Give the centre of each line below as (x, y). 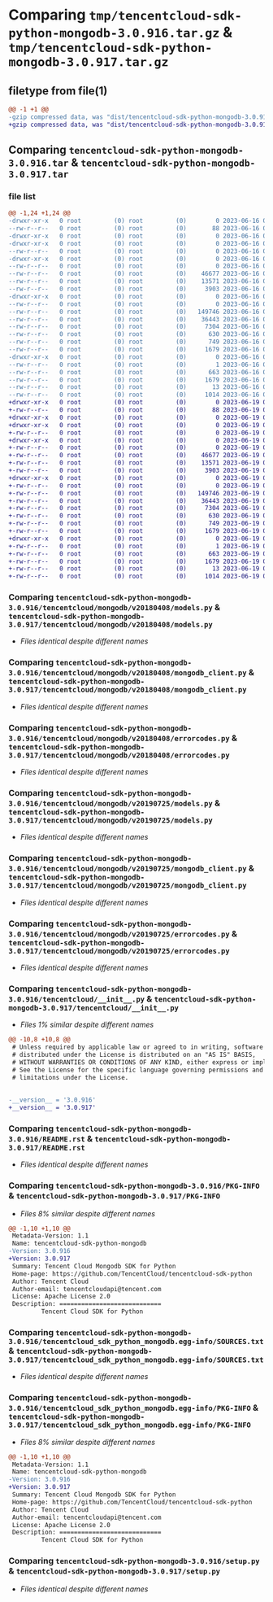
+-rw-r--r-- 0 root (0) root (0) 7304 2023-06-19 (134, 509)
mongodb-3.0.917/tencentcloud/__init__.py (93, 1008)
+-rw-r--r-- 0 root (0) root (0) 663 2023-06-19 (134, 554)
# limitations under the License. (70, 1077)
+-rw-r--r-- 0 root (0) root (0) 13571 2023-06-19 (134, 463)
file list (22, 196)
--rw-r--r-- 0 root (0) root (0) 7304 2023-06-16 (134, 327)
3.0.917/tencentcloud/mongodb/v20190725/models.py (110, 821)
